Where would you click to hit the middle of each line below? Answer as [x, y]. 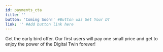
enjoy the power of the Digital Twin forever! [51, 44]
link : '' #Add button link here [39, 24]
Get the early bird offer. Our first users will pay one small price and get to [82, 39]
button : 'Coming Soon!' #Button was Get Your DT [58, 19]
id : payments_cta [24, 10]
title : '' [16, 15]
